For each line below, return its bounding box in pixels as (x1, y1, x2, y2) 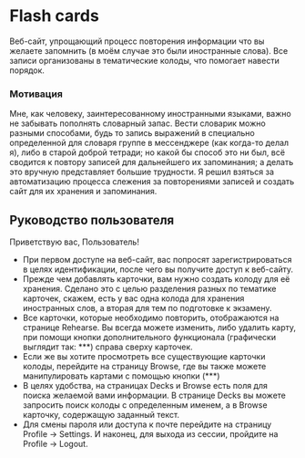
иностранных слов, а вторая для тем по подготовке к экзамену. (22, 303, 272, 314)
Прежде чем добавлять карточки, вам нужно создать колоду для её (22, 274, 290, 285)
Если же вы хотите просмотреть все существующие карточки (22, 351, 266, 362)
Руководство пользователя (9, 212, 175, 228)
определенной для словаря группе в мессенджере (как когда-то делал (9, 138, 290, 149)
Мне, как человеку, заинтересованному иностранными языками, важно (9, 109, 291, 120)
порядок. (9, 65, 46, 76)
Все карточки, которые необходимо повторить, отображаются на (22, 312, 280, 324)
